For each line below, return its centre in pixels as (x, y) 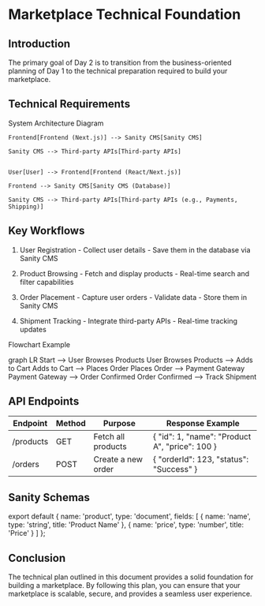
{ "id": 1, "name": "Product (202, 437)
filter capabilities (47, 282)
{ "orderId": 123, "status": (201, 459)
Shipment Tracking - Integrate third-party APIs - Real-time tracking (129, 320)
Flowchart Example (39, 344)
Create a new (118, 459)
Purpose (119, 424)
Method (71, 424)
